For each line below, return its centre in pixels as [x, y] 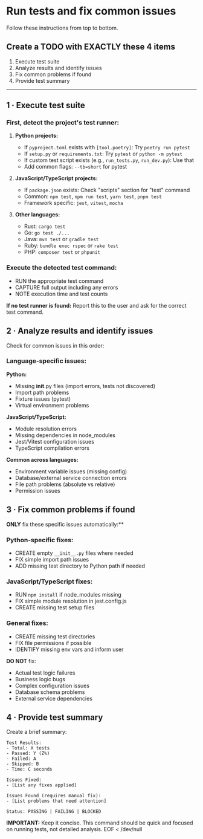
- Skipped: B [23, 764]
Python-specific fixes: [40, 540]
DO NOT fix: [21, 661]
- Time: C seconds [29, 769]
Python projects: [37, 136]
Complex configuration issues [52, 685]
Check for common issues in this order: [55, 345]
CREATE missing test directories [55, 637]
